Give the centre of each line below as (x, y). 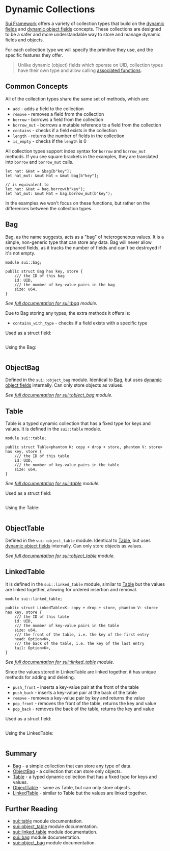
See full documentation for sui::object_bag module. (59, 395)
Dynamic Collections (50, 9)
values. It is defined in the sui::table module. (53, 429)
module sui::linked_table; (34, 599)
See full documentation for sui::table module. (53, 484)
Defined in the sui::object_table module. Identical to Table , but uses (78, 540)
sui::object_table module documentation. (55, 827)
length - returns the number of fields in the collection (68, 136)
